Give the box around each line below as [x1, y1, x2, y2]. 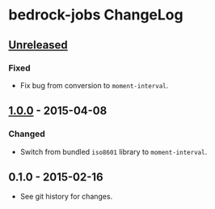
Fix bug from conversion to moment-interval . [19, 80, 169, 90]
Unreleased [8, 38, 69, 52]
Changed [8, 128, 46, 139]
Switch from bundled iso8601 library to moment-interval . [19, 147, 208, 156]
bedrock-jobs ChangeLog [8, 6, 183, 24]
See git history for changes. [19, 192, 113, 202]
